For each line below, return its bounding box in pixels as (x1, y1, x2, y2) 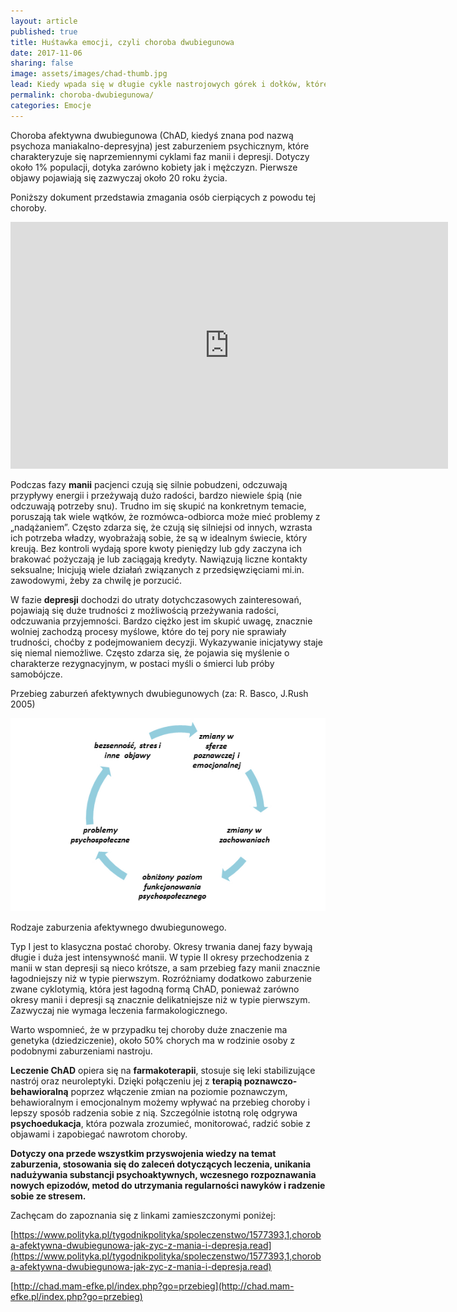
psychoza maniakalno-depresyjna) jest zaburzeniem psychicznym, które (10, 140, 310, 152)
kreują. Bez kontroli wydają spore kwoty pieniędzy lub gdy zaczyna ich (10, 542, 303, 554)
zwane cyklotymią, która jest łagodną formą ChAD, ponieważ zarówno (10, 983, 300, 995)
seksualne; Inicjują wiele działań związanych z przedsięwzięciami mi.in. (10, 563, 305, 575)
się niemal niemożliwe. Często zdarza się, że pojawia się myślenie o (10, 646, 290, 659)
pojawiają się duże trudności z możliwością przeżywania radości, (10, 604, 279, 616)
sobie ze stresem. (10, 1190, 87, 1202)
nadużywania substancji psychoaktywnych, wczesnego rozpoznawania (10, 1169, 317, 1181)
